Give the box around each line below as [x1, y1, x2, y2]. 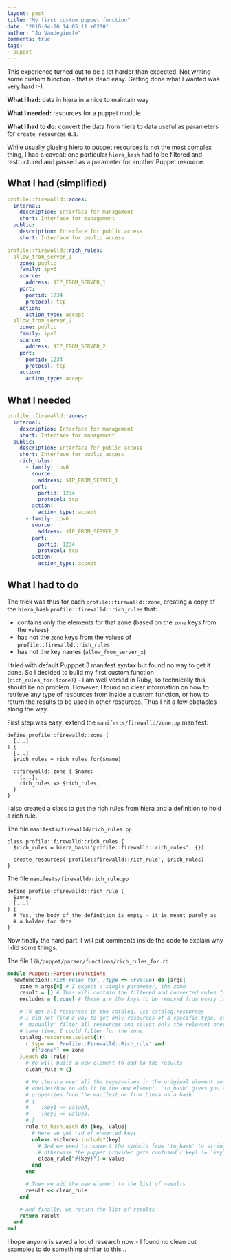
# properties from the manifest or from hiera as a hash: [25, 1091, 195, 1098]
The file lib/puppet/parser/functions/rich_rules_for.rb [7, 956, 169, 965]
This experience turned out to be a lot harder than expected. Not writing [7, 67, 211, 76]
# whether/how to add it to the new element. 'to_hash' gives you [25, 1085, 220, 1092]
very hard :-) [7, 82, 43, 90]
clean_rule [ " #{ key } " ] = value [37, 1155, 125, 1163]
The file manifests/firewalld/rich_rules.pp [7, 825, 132, 833]
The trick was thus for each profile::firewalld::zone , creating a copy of [7, 598, 215, 606]
